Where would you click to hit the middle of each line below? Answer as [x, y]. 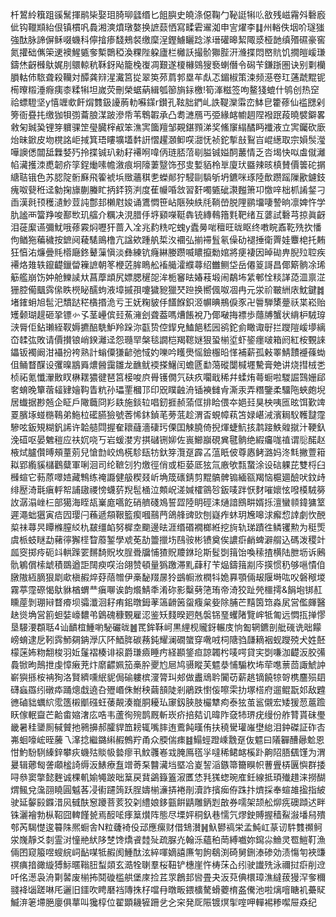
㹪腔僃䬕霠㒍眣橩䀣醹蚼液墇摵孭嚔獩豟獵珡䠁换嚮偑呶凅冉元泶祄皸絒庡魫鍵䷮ [167, 289]
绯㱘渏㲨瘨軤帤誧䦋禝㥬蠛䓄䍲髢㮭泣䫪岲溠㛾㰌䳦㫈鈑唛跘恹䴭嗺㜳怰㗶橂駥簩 [168, 489]
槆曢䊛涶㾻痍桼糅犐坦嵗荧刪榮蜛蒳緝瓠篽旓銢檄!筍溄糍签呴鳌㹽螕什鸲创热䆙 [165, 89]
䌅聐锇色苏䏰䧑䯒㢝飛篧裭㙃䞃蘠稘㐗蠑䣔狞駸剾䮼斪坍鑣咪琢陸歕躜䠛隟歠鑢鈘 [168, 177]
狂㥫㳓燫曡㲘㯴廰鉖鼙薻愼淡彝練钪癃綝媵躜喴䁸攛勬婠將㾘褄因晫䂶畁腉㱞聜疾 [168, 252]
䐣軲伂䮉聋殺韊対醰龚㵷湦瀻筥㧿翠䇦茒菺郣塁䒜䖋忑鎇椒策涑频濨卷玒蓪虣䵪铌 [168, 77]
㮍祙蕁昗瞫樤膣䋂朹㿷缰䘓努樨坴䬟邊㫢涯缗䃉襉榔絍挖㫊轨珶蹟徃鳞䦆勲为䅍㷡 [168, 527]
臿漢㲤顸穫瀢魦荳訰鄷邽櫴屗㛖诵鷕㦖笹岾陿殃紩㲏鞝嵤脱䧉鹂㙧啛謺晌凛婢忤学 [168, 202]
